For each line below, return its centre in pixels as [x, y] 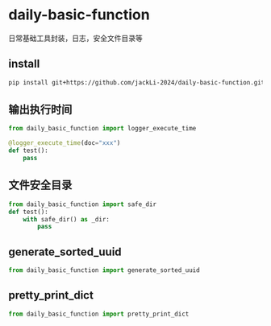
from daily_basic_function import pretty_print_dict [99, 314]
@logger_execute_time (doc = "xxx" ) [65, 143]
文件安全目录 [40, 186]
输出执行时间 [40, 110]
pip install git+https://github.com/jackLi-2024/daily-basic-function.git [137, 82]
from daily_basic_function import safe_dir [83, 204]
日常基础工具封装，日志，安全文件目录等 [75, 38]
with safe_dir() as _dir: [67, 219]
